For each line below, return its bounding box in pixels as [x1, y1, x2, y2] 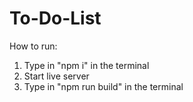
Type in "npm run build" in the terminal [23, 80, 184, 92]
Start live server [23, 70, 90, 82]
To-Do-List [9, 7, 102, 30]
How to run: [9, 40, 58, 52]
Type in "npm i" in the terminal [23, 59, 150, 71]
